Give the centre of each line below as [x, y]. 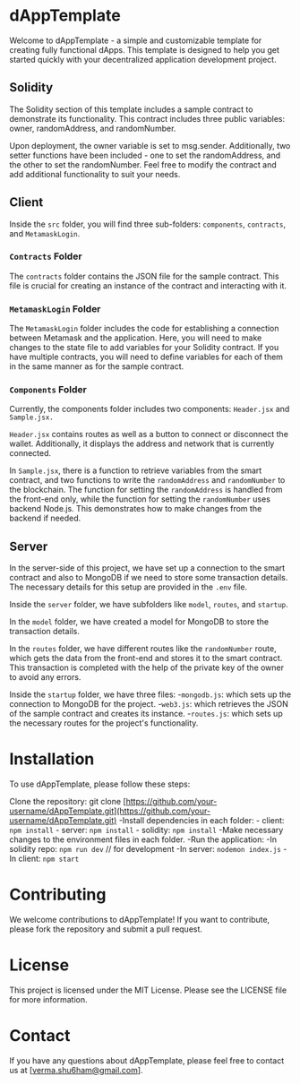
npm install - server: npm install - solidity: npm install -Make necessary [146, 830]
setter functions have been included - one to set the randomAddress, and [145, 155]
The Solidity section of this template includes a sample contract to [131, 109]
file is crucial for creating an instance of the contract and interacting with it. [148, 285]
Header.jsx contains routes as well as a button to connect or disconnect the [149, 434]
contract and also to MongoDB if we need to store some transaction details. [149, 578]
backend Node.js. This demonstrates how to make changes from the [136, 509]
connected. [30, 453]
